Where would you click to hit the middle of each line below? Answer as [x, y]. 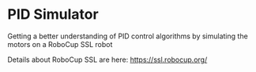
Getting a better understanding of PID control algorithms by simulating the [128, 36]
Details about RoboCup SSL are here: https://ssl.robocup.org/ [107, 59]
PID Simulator [53, 14]
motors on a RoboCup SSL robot [60, 44]
